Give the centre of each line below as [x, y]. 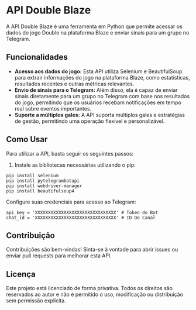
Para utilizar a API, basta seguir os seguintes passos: [70, 153]
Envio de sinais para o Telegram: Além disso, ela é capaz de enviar [96, 90]
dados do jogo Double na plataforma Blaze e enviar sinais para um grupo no [98, 32]
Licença [21, 274]
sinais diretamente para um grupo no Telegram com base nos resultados [102, 96]
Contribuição [31, 235]
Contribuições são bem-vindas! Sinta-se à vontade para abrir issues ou [92, 250]
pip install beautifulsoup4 [40, 191]
